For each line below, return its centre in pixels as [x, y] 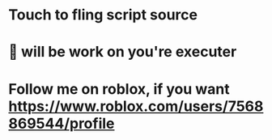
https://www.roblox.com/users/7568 [136, 106]
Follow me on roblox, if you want [119, 89]
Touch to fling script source [103, 15]
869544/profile [62, 123]
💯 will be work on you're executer [123, 52]
